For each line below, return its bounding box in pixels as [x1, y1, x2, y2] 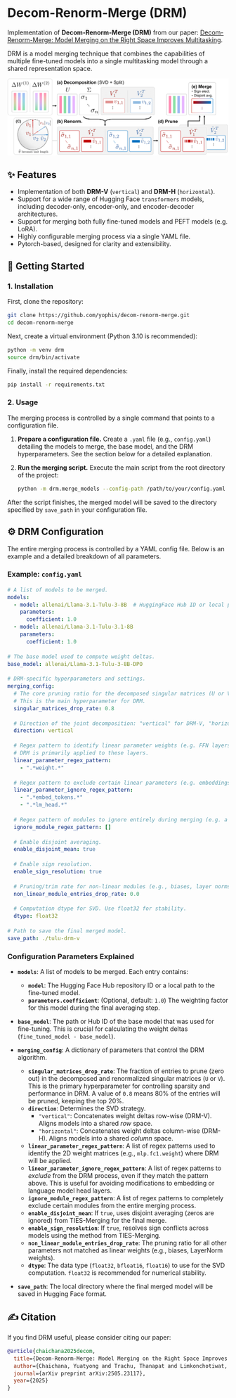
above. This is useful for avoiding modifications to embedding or [27, 1179, 215, 1188]
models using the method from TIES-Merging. [27, 1231, 161, 1240]
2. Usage [7, 397, 39, 407]
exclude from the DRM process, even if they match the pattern [27, 1172, 209, 1180]
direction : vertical [13, 727, 74, 734]
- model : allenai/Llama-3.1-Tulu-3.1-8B [13, 624, 133, 631]
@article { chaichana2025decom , [7, 1347, 96, 1354]
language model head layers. [27, 1186, 112, 1195]
